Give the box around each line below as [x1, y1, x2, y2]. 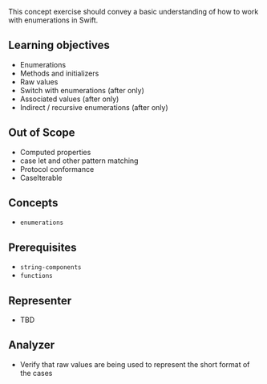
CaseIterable [19, 173, 63, 182]
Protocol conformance [19, 164, 95, 174]
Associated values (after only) [19, 94, 119, 104]
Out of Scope [8, 126, 75, 140]
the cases [19, 368, 53, 378]
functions [19, 272, 54, 280]
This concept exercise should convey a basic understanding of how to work [8, 7, 259, 16]
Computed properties [19, 147, 91, 157]
